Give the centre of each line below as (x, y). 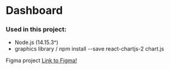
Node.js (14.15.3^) (36, 42)
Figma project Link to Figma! (41, 60)
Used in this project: (36, 30)
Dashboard (34, 11)
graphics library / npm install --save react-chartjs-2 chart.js (89, 49)
